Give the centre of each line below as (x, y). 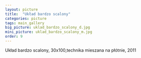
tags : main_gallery (25, 23)
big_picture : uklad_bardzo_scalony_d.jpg (48, 28)
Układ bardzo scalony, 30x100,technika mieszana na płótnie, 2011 (70, 50)
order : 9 (14, 37)
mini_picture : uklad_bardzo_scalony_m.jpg (49, 32)
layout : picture (21, 9)
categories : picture (26, 18)
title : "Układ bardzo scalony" (38, 14)
